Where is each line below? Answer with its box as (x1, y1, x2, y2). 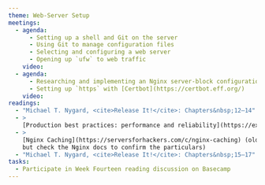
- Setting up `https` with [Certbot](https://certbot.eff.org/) (28, 84, 245, 93)
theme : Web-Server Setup (8, 11, 90, 20)
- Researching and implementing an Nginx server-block (28, 77, 214, 85)
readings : (8, 99, 41, 107)
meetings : (8, 19, 41, 27)
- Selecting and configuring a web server (28, 48, 171, 56)
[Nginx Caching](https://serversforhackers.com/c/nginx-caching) (22, 135, 242, 144)
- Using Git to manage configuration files (28, 41, 175, 49)
